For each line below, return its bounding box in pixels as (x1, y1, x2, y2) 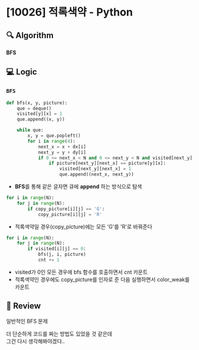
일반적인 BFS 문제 (6, 317, 48, 324)
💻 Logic (6, 67, 37, 77)
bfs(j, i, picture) (37, 251, 86, 258)
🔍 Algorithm (6, 30, 54, 40)
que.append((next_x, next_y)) (59, 171, 134, 177)
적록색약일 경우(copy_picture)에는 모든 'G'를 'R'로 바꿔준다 (14, 223, 153, 230)
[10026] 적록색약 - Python (6, 5, 133, 19)
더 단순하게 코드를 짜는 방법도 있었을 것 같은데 (6, 330, 113, 337)
